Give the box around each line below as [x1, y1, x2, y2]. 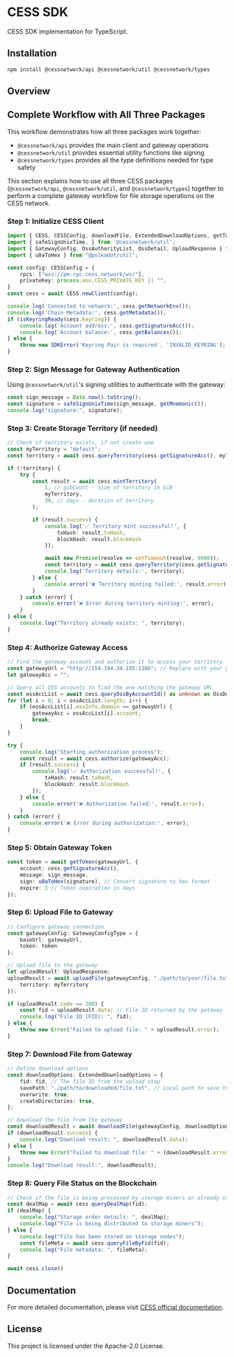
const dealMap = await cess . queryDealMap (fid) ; [7, 1201, 148, 1208]
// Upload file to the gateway [7, 962, 98, 969]
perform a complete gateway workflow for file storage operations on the [7, 191, 214, 199]
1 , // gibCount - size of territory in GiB [44, 484, 173, 492]
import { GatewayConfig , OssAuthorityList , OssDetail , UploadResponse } [7, 245, 223, 252]
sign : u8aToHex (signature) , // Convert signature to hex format [19, 878, 210, 885]
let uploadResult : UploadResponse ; [7, 969, 111, 976]
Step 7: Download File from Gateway [7, 1049, 132, 1059]
